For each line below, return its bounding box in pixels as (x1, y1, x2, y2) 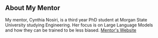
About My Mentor (5, 4, 60, 12)
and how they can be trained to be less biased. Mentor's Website (5, 27, 136, 33)
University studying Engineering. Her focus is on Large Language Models (5, 22, 153, 28)
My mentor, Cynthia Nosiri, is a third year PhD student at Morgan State (5, 17, 147, 22)
